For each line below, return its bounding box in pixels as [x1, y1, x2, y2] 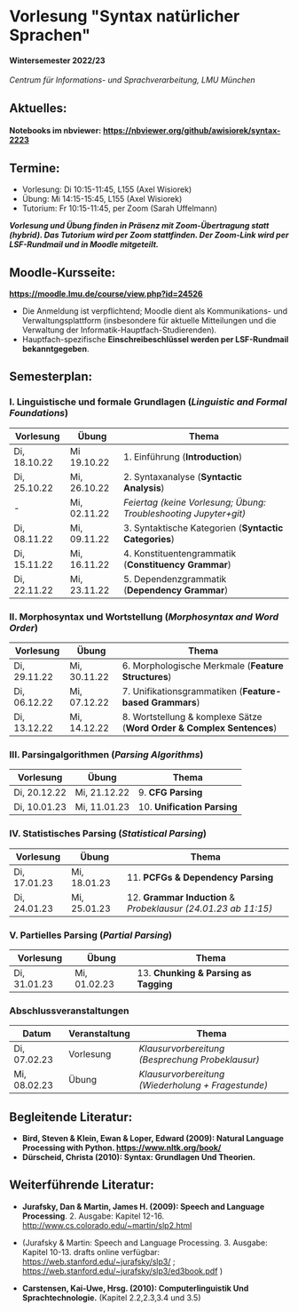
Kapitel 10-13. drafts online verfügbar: [21, 1246, 161, 1257]
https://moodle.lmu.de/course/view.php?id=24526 [9, 289, 203, 299]
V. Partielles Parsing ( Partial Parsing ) [9, 929, 173, 941]
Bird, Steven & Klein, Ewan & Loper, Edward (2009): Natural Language [21, 1132, 284, 1143]
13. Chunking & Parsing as [137, 966, 252, 979]
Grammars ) [151, 696, 200, 708]
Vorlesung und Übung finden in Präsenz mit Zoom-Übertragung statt [9, 220, 270, 231]
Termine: [9, 160, 60, 175]
